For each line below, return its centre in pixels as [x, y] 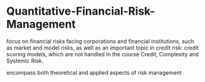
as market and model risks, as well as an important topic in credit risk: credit [102, 48]
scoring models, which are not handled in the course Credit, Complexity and [103, 54]
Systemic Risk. [25, 61]
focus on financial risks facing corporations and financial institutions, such [100, 41]
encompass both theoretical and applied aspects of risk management [94, 72]
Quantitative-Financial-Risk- [81, 11]
